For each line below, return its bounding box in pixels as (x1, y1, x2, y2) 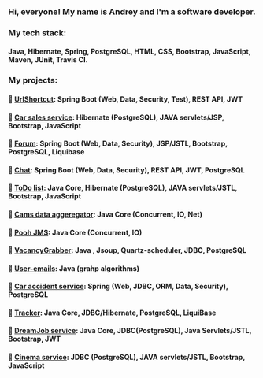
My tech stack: (8, 27, 67, 38)
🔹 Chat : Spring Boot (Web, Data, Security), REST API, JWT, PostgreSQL (8, 165, 246, 175)
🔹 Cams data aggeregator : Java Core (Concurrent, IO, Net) (8, 209, 203, 219)
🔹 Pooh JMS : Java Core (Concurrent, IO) (8, 228, 143, 237)
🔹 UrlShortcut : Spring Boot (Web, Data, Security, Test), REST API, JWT (8, 94, 243, 104)
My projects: (8, 75, 58, 86)
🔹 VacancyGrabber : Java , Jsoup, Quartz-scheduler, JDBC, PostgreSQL (8, 246, 246, 255)
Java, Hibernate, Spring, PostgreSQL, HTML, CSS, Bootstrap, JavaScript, (8, 46, 251, 57)
